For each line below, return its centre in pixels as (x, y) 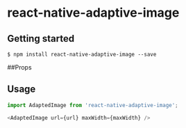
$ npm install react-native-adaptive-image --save (82, 54)
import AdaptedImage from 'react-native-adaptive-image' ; (93, 105)
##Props (20, 67)
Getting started (41, 39)
